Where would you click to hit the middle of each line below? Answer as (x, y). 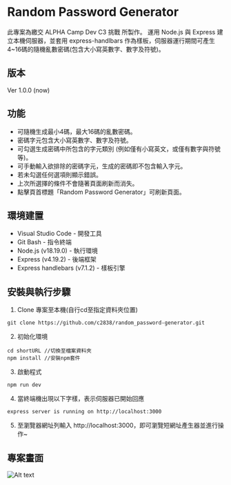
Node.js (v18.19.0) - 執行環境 (58, 251)
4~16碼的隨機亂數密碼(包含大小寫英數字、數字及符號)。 (86, 49)
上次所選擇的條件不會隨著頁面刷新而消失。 (78, 183)
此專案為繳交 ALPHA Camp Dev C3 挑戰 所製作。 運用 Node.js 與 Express (111, 32)
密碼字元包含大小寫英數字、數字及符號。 (74, 140)
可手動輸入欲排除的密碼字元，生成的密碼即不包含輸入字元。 (102, 166)
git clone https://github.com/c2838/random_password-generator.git (106, 323)
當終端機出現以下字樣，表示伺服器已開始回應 (81, 399)
